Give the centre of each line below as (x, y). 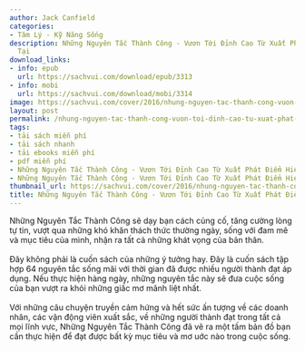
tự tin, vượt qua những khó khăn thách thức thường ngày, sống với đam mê (149, 230)
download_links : (40, 60)
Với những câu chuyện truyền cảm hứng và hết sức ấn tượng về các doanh (149, 307)
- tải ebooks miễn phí (52, 152)
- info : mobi (34, 85)
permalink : (30, 119)
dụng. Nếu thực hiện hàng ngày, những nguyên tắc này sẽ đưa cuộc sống (147, 278)
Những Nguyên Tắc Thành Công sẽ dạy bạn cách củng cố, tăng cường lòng (151, 220)
